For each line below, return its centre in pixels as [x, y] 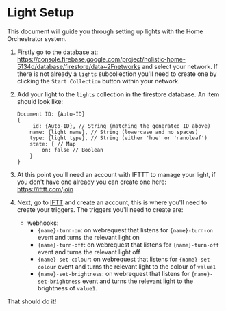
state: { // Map [53, 144]
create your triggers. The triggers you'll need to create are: [100, 209]
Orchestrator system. [37, 38]
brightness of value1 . [67, 288]
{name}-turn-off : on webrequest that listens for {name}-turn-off [128, 245]
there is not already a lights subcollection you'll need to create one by [117, 74]
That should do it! [32, 301]
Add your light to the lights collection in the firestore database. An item [118, 94]
